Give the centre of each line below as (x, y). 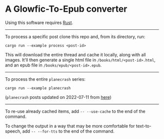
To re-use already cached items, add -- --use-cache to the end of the (75, 111)
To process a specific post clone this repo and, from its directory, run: (75, 36)
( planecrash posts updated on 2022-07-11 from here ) (58, 97)
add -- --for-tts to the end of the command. (68, 131)
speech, (13, 131)
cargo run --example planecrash (38, 88)
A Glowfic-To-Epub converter (66, 9)
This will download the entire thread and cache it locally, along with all (75, 54)
